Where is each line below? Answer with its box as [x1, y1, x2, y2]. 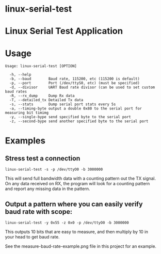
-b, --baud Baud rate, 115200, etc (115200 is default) [9, 77, 140, 81]
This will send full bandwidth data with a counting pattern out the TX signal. [5, 175, 156, 181]
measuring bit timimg [5, 111, 49, 115]
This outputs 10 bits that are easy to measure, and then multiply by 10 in [5, 229, 148, 235]
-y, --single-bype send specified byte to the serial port [9, 115, 131, 120]
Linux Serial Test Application [5, 26, 123, 37]
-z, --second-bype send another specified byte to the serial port [9, 119, 149, 124]
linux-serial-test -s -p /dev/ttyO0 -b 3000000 [5, 167, 103, 172]
